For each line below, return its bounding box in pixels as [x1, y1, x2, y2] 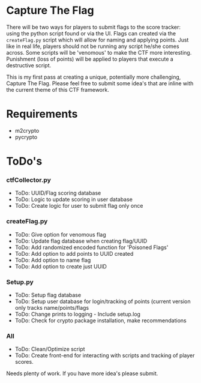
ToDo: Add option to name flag [14, 256, 91, 264]
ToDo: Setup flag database [14, 291, 82, 298]
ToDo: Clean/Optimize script [14, 346, 85, 353]
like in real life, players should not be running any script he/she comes [6, 43, 179, 50]
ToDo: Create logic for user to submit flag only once [14, 202, 143, 210]
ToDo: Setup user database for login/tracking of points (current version [14, 298, 191, 305]
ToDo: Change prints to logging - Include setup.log [14, 310, 141, 318]
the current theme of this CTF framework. [6, 86, 109, 93]
